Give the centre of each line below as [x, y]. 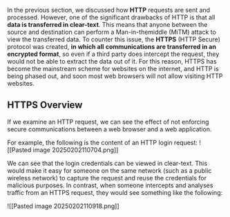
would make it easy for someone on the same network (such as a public [109, 170]
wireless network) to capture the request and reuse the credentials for [107, 178]
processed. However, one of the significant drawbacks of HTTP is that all [111, 17]
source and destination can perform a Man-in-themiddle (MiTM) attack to [112, 32]
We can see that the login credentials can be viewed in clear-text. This [107, 163]
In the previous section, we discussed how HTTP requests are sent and [109, 10]
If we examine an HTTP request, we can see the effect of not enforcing [108, 122]
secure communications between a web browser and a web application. [109, 129]
